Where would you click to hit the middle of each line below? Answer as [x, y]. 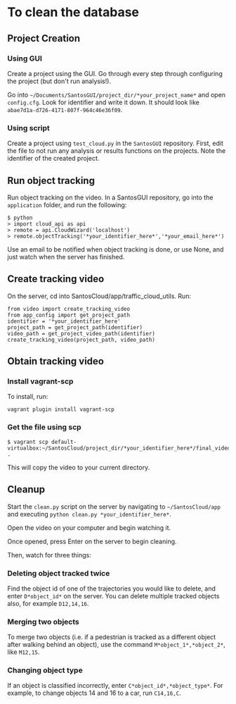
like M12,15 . [24, 652]
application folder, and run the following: [67, 204]
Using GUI [25, 58]
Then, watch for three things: [49, 555]
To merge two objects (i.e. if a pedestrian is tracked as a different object [112, 637]
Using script [29, 128]
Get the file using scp [45, 427]
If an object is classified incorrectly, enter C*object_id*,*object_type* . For [115, 686]
